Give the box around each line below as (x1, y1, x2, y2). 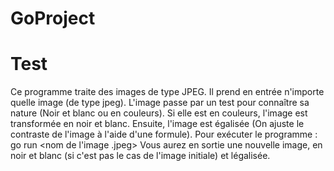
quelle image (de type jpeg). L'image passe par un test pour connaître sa (10, 97, 310, 109)
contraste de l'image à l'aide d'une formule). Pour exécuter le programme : (10, 128, 318, 141)
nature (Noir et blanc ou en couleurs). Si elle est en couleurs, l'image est (10, 107, 308, 119)
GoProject (10, 7, 96, 30)
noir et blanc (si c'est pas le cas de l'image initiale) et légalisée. (10, 150, 271, 162)
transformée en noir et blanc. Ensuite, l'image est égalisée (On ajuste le (10, 118, 305, 130)
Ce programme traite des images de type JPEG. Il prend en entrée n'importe (10, 86, 325, 98)
